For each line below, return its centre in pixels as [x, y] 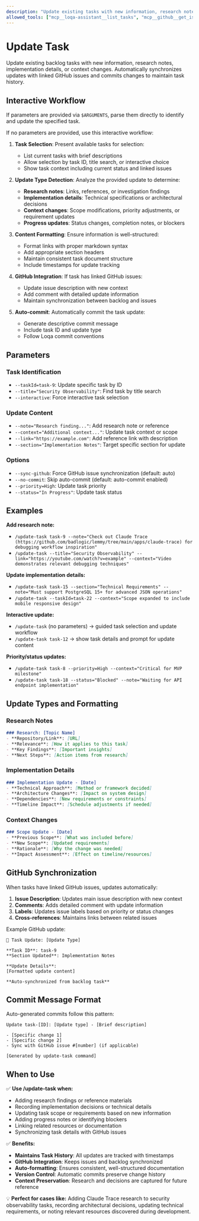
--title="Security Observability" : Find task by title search [88, 391]
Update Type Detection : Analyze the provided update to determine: [97, 180]
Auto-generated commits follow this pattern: [60, 1014]
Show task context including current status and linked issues [97, 168]
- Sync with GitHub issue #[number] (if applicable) [73, 1046]
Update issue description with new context [76, 288]
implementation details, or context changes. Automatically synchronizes [94, 70]
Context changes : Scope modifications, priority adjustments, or [102, 210]
